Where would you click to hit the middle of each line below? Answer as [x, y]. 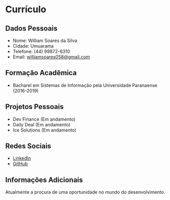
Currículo [26, 9]
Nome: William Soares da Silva [45, 40]
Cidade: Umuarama [33, 46]
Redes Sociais [28, 146]
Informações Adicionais [44, 180]
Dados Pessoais [31, 28]
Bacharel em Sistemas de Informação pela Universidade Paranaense [85, 85]
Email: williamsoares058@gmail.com [51, 57]
